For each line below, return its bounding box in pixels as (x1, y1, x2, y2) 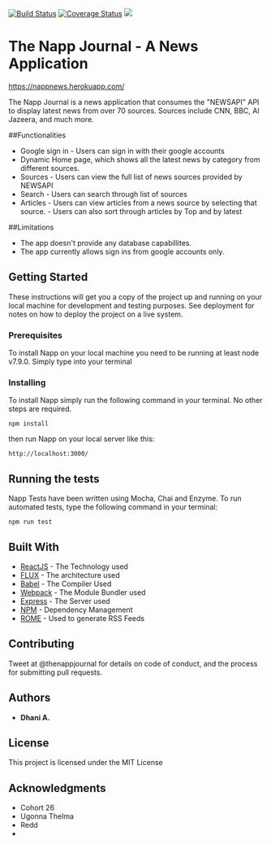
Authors (8, 691, 51, 705)
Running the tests (8, 472, 100, 486)
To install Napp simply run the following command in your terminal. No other (8, 396, 263, 405)
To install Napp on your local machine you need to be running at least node (8, 348, 260, 358)
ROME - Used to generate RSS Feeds (19, 613, 144, 623)
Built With (8, 540, 59, 553)
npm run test (8, 518, 53, 527)
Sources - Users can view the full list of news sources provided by (19, 172, 243, 181)
